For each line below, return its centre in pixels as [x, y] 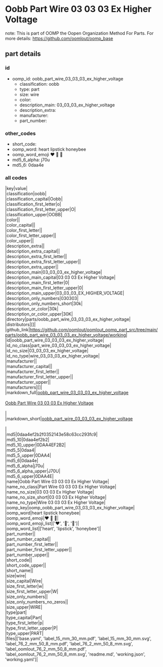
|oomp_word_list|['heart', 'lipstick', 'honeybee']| [53, 529]
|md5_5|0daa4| [20, 450]
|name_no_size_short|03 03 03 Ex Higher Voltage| [56, 497]
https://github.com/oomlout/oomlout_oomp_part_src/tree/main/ [94, 330]
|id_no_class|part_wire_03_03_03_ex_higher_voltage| [58, 345]
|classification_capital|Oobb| [34, 199]
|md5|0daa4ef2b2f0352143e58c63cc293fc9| [51, 434]
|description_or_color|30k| [32, 309]
